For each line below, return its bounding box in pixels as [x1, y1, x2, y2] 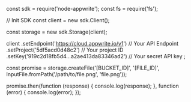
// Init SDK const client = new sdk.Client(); [6, 17, 110, 23]
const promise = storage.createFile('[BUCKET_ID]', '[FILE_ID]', [6, 64, 160, 71]
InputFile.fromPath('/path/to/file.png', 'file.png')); [6, 71, 127, 77]
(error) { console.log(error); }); [6, 89, 81, 95]
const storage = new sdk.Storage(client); [6, 28, 108, 35]
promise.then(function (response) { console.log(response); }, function [6, 82, 179, 89]
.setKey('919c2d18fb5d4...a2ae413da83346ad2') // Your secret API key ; [6, 53, 186, 59]
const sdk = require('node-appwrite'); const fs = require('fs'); [6, 5, 158, 12]
